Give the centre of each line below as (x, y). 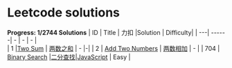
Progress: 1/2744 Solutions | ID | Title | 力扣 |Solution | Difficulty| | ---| (108, 32)
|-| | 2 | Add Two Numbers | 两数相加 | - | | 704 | (151, 48)
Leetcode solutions (63, 13)
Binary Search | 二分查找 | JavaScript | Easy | (69, 57)
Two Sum (30, 48)
